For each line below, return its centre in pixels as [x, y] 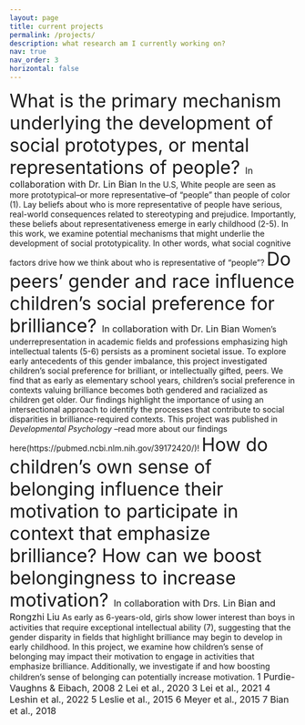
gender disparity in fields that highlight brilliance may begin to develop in [146, 637]
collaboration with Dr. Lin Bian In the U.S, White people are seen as [142, 184]
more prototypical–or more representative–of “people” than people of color [150, 194]
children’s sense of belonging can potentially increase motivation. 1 [135, 677]
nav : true [28, 52]
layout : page [34, 18]
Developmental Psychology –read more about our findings [118, 428]
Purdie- [279, 677]
